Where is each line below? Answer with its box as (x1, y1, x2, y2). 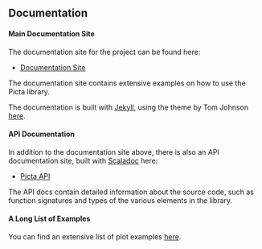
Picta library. (8, 86, 51, 96)
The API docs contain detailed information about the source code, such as (8, 187, 255, 197)
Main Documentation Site (8, 28, 95, 39)
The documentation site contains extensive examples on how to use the (8, 78, 247, 88)
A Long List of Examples (8, 214, 91, 224)
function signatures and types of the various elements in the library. (8, 195, 233, 205)
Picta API (19, 171, 51, 181)
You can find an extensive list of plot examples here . (8, 232, 182, 241)
